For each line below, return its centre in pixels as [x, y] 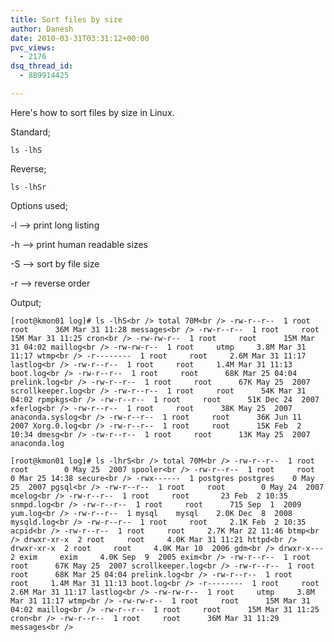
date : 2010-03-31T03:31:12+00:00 [80, 38]
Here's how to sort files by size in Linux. [92, 112]
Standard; [31, 132]
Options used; [39, 205]
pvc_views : [33, 47]
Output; [26, 302]
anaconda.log [37, 443]
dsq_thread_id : [42, 66]
